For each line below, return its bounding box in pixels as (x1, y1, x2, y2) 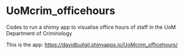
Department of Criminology (6, 29, 72, 36)
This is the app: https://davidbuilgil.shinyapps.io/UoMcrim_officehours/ (6, 41, 178, 48)
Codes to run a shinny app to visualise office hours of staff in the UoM (6, 23, 176, 31)
